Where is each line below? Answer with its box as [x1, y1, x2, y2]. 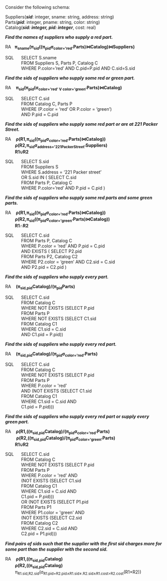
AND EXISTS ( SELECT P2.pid [21, 248, 82, 254]
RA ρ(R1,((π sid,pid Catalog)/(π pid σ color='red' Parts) [5, 428, 110, 436]
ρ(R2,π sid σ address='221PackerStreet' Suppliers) [14, 142, 108, 150]
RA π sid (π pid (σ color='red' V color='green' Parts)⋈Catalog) [5, 84, 122, 92]
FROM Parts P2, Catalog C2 [21, 253, 78, 259]
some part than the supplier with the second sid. [5, 546, 108, 552]
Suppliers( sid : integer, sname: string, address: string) [5, 14, 114, 19]
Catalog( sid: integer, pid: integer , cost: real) [5, 24, 96, 30]
